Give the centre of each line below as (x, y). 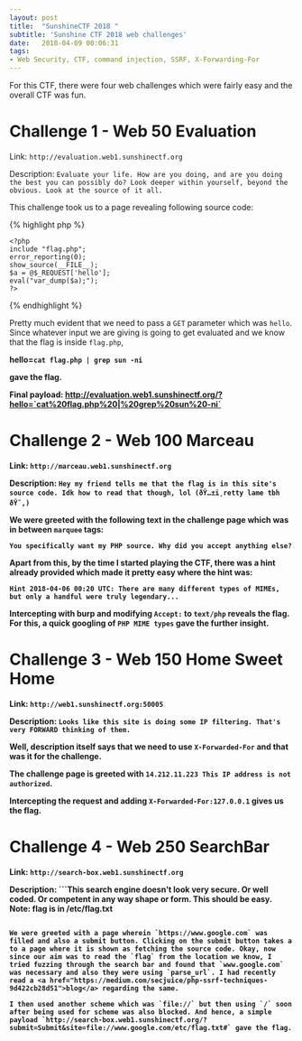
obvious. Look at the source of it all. (87, 191)
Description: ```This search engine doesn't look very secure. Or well (139, 889)
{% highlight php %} (47, 224)
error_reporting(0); (48, 257)
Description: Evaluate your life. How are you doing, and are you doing (146, 173)
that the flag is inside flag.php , (67, 342)
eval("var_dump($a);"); (54, 281)
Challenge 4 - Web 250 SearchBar (140, 847)
